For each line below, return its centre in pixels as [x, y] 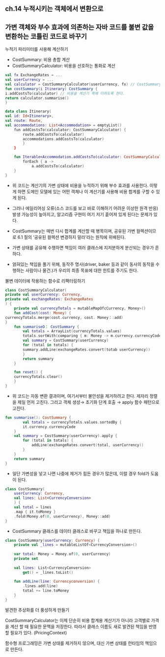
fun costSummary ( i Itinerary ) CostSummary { [51, 89]
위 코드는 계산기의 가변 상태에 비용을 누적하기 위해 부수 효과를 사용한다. [80, 185]
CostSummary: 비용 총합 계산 [41, 60]
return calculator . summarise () [37, 98]
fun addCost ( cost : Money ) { [42, 313]
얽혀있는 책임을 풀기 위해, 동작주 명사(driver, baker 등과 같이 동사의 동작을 [83, 264]
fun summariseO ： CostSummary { [47, 327]
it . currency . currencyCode [49, 427]
